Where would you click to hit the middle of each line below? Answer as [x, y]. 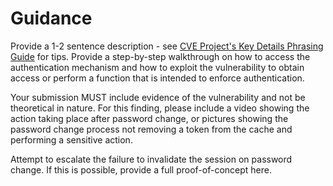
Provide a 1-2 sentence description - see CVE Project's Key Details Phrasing [167, 46]
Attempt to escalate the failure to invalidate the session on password [151, 159]
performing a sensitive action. [71, 139]
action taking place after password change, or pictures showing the [149, 118]
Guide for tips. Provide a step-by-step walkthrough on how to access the [160, 56]
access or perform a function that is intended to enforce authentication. [157, 78]
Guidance [51, 18]
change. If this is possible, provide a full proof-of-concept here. [141, 169]
